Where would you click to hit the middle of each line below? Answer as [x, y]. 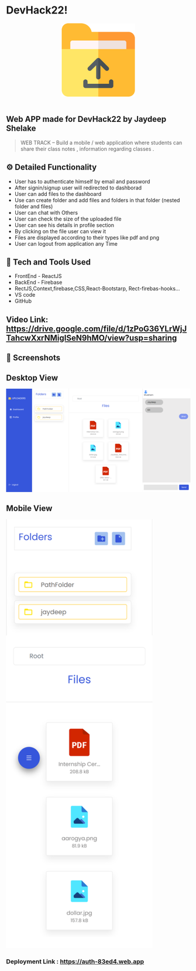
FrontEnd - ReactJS [38, 276]
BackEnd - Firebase [38, 283]
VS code [25, 295]
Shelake [21, 129]
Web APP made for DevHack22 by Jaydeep [86, 119]
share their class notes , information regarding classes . [87, 149]
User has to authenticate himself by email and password [82, 181]
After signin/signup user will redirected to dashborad [78, 188]
